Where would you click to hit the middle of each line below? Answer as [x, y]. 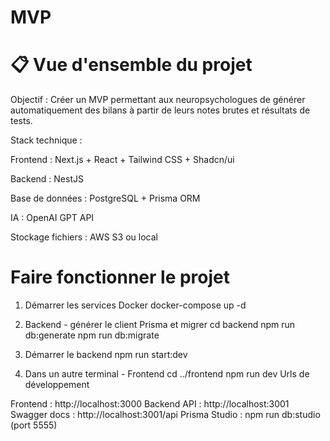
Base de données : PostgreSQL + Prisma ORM [105, 198]
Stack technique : [46, 140]
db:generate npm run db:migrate [92, 335]
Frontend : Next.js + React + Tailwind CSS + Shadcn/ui [122, 160]
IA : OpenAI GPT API [52, 218]
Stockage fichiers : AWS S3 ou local [84, 237]
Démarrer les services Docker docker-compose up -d [135, 305]
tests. [21, 121]
